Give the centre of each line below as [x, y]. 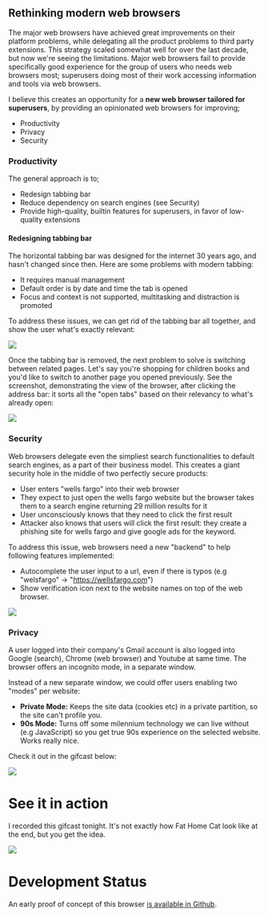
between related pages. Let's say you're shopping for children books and [129, 369]
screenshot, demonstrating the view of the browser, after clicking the [122, 386]
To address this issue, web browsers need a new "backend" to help [120, 547]
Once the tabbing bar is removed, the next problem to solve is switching [127, 360]
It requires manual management [72, 280]
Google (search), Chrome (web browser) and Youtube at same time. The [127, 658]
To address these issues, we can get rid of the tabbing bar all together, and [132, 321]
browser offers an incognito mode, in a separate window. [102, 667]
